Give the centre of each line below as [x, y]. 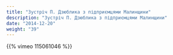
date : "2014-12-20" [31, 23]
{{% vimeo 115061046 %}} [39, 46]
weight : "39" [23, 29]
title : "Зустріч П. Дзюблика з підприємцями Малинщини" [79, 12]
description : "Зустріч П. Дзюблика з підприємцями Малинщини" [87, 18]
